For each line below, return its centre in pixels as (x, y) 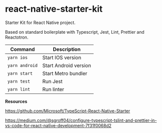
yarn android (23, 65)
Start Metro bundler (65, 73)
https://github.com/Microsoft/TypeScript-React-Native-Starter (68, 111)
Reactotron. (17, 37)
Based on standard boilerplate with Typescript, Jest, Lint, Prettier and (75, 32)
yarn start (20, 73)
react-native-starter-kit (54, 9)
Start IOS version (62, 57)
